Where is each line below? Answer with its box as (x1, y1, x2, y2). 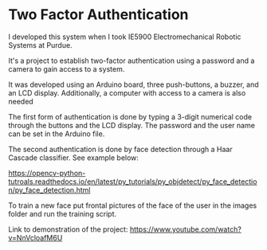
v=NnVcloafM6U (8, 232, 63, 242)
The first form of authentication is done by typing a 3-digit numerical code (8, 111, 253, 121)
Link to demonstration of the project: (8, 225, 128, 234)
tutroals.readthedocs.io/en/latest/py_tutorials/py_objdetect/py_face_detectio (8, 177, 257, 186)
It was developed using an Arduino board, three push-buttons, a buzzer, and (8, 80, 259, 89)
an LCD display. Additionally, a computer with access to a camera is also (8, 88, 246, 97)
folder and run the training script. (8, 209, 117, 218)
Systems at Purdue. (8, 40, 73, 49)
